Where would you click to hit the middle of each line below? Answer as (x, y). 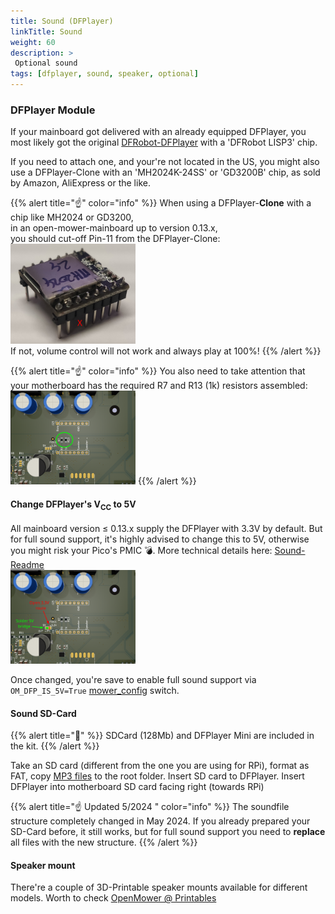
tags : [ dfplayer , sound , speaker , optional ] (104, 74)
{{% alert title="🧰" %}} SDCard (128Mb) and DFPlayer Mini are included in (162, 736)
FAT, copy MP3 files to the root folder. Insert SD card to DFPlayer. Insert (157, 776)
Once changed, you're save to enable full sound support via (133, 680)
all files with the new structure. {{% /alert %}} (104, 842)
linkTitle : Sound (46, 31)
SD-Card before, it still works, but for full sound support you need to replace (168, 832)
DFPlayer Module (53, 110)
